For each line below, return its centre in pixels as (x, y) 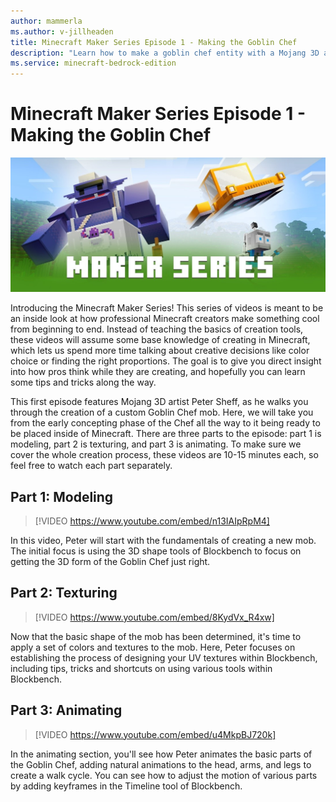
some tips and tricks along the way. (83, 382)
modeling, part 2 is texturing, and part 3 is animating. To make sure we (156, 444)
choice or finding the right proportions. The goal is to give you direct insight (166, 361)
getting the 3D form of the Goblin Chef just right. (110, 561)
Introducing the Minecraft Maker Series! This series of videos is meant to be (167, 308)
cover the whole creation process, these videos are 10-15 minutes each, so (164, 455)
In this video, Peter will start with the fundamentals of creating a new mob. (163, 540)
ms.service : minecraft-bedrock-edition (93, 63)
